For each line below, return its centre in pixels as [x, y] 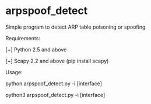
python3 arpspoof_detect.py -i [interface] [55, 95]
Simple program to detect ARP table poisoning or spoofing [75, 27]
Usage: [14, 72]
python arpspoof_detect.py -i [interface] [54, 84]
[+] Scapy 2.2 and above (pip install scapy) [57, 61]
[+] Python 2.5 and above [36, 49]
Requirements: [23, 38]
